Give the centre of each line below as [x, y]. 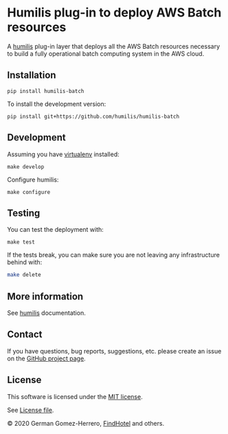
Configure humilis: [33, 180]
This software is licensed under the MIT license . [75, 396]
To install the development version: [57, 104]
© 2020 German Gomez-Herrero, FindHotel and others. [86, 423]
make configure [29, 192]
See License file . [31, 410]
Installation [32, 75]
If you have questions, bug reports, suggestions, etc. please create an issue [114, 351]
